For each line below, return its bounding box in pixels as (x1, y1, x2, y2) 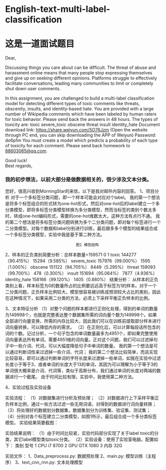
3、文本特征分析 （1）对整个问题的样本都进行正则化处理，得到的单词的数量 (5, 306, 158, 312)
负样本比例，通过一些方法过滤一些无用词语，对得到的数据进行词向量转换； (5, 401, 157, 407)
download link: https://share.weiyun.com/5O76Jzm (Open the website (5, 127, 148, 133)
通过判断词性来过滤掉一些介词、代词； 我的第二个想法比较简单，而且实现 (9, 349, 158, 355)
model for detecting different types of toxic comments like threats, (5, 101, 140, 107)
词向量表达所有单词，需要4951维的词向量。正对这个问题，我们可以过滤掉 (5, 337, 154, 343)
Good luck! (5, 158, 28, 164)
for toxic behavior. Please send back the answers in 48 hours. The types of (5, 117, 158, 122)
